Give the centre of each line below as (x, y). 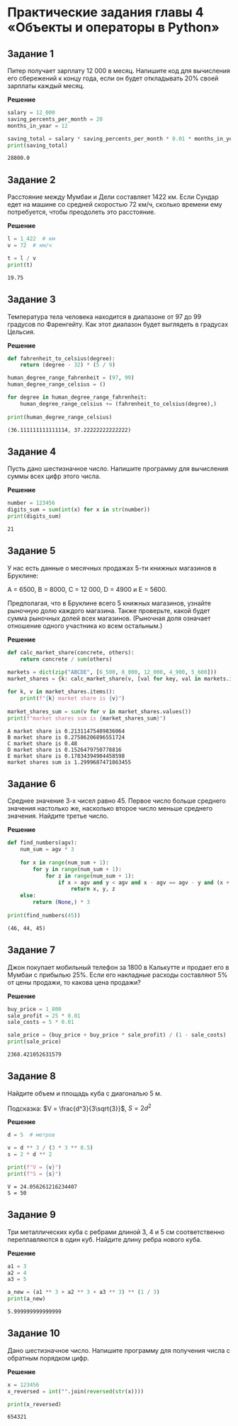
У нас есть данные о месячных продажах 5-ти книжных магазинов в (112, 568)
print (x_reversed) (34, 1404)
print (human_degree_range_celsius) (60, 417)
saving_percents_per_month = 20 (55, 119)
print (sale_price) (34, 1042)
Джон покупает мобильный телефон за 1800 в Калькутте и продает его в (118, 967)
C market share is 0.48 (42, 743)
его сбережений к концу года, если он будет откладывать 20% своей (113, 78)
